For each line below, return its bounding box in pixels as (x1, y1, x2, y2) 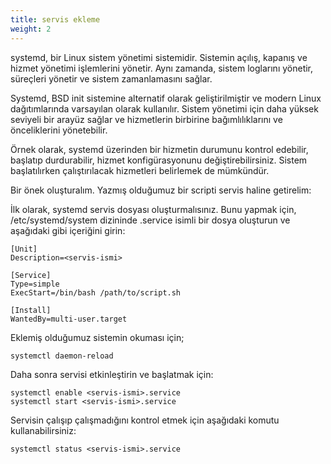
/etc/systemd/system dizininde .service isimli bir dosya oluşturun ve (10, 214, 291, 226)
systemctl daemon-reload (10, 351, 114, 361)
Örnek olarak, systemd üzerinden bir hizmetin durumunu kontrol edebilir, (10, 143, 309, 155)
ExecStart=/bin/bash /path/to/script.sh (10, 287, 182, 298)
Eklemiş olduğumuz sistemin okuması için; (10, 331, 185, 343)
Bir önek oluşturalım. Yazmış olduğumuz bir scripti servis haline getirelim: (10, 184, 312, 196)
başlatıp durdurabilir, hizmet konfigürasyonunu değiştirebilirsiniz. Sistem (10, 154, 308, 166)
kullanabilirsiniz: (10, 424, 77, 436)
